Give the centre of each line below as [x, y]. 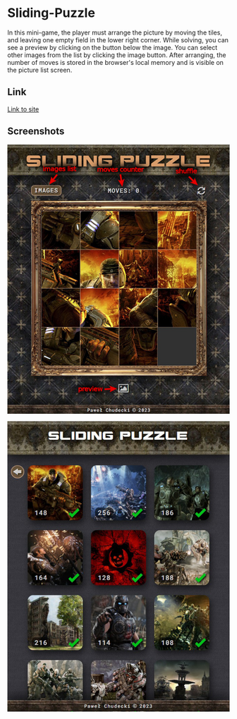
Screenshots [36, 131]
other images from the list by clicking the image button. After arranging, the [117, 55]
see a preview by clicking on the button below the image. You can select [113, 47]
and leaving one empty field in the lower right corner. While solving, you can [118, 39]
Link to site [23, 109]
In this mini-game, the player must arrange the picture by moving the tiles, [115, 32]
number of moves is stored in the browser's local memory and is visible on [116, 62]
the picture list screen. [40, 70]
